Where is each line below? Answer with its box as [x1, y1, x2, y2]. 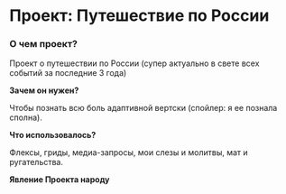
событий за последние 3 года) [9, 68, 127, 79]
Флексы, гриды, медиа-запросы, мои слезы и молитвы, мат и [9, 147, 248, 158]
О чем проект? [9, 38, 78, 51]
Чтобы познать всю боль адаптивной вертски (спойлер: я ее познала [9, 103, 278, 114]
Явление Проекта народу [9, 174, 110, 185]
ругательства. [9, 157, 63, 168]
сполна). [9, 112, 42, 123]
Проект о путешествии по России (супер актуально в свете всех [9, 58, 260, 69]
